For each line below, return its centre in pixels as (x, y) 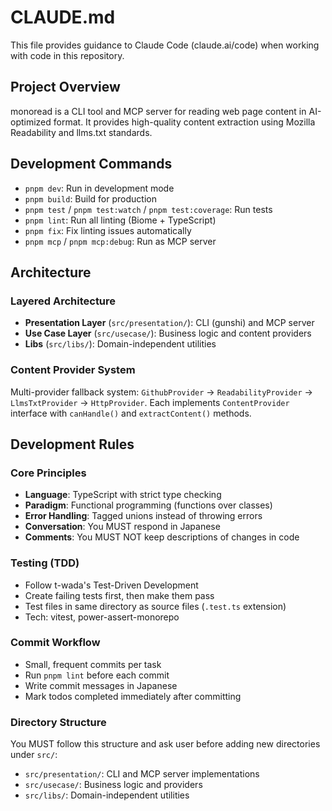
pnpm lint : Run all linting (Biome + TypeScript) (120, 220)
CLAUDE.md (63, 17)
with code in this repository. (67, 55)
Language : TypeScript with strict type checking (123, 495)
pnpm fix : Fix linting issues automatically (108, 230)
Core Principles (48, 473)
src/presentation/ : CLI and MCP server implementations (142, 774)
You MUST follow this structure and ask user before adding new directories (165, 744)
